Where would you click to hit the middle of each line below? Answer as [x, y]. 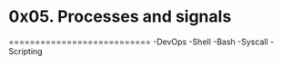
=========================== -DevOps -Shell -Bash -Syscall [139, 42]
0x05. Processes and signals [120, 17]
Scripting [25, 51]
